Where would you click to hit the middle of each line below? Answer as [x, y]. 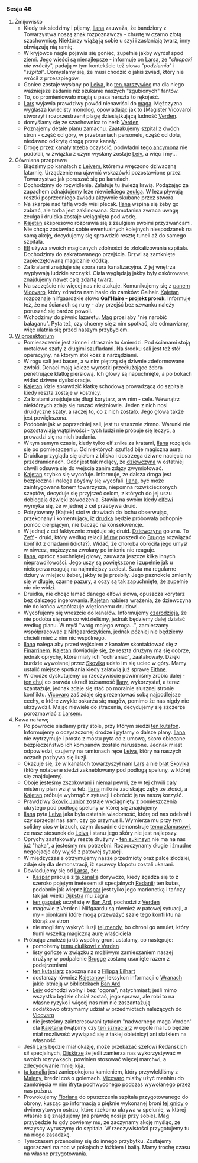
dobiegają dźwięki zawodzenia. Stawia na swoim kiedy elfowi [98, 500]
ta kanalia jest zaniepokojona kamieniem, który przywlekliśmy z [101, 1072]
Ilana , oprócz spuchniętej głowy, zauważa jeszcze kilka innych [99, 556]
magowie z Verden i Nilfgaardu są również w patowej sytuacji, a [110, 909]
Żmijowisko [28, 22]
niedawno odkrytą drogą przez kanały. [70, 141]
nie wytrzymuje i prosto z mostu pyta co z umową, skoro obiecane [104, 739]
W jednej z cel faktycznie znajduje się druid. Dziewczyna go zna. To [106, 531]
